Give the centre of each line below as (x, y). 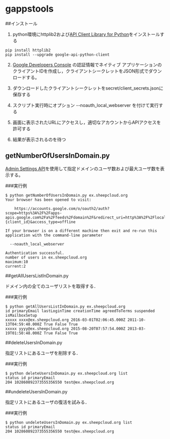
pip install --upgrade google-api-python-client (57, 54)
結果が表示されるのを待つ (39, 139)
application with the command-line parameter (54, 235)
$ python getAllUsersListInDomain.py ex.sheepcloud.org (65, 306)
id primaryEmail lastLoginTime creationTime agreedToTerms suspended (80, 311)
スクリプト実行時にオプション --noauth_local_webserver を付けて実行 (86, 105)
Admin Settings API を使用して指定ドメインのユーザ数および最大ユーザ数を (83, 168)
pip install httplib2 (28, 50)
